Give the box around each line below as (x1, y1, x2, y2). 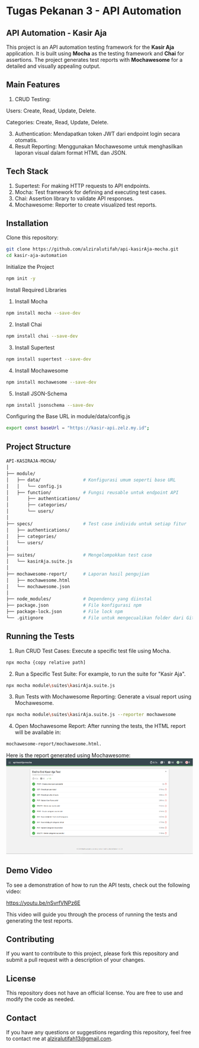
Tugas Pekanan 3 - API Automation (6, 4, 182, 18)
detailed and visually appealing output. (6, 62, 101, 70)
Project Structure (6, 441, 71, 451)
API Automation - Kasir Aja (6, 28, 107, 38)
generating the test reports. (6, 917, 73, 924)
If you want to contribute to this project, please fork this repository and (6, 950, 179, 957)
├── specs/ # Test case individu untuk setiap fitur (6, 520, 187, 527)
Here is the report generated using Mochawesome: (6, 752, 131, 759)
